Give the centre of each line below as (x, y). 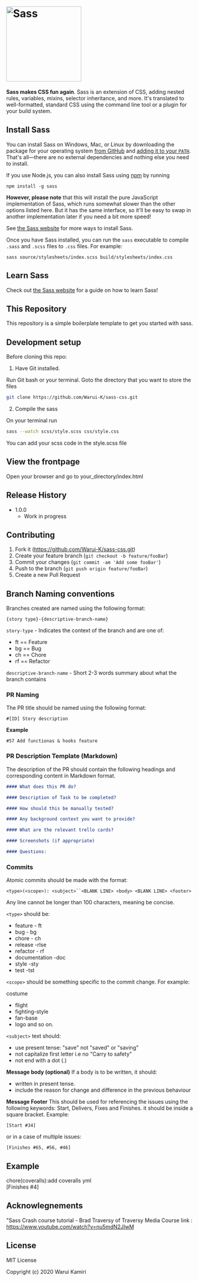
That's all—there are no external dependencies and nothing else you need (98, 157)
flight (21, 1005)
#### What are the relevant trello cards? (60, 830)
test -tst (25, 970)
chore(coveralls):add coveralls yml (49, 1181)
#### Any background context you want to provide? (71, 819)
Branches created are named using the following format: (76, 608)
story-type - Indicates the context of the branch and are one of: (85, 630)
